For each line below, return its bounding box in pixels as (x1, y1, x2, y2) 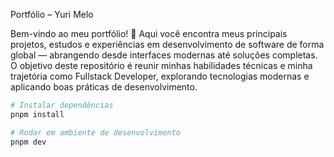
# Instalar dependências (10, 100, 114, 110)
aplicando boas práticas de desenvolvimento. (10, 81, 198, 93)
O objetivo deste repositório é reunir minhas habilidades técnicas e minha (10, 60, 313, 71)
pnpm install (10, 109, 65, 119)
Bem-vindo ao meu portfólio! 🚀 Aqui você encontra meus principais (10, 28, 288, 39)
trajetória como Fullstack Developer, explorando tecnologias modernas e (10, 70, 310, 82)
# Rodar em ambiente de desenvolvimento (10, 127, 182, 138)
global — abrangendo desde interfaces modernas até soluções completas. (10, 49, 318, 61)
